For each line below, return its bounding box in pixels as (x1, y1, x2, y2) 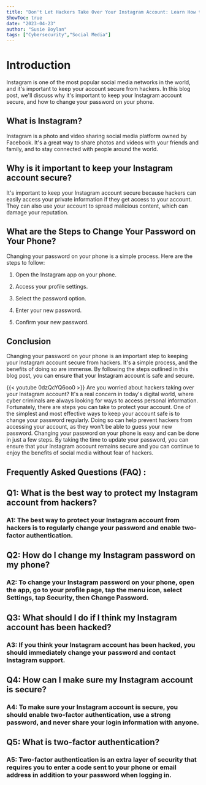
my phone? (6, 560, 50, 570)
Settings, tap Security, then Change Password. (6, 593, 149, 602)
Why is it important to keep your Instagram (6, 163, 174, 174)
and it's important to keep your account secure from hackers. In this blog (6, 85, 191, 93)
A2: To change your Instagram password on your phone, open (6, 578, 195, 587)
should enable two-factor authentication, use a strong (6, 710, 171, 719)
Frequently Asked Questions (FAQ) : (6, 467, 147, 477)
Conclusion (6, 336, 51, 346)
